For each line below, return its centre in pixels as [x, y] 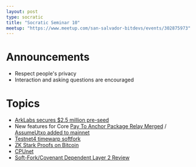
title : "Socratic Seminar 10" [43, 22]
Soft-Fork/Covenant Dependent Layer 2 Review [72, 158]
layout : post [22, 12]
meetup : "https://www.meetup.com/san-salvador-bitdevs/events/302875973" [99, 28]
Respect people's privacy [45, 74]
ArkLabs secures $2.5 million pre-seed [62, 120]
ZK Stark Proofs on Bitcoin [47, 145]
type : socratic [25, 17]
